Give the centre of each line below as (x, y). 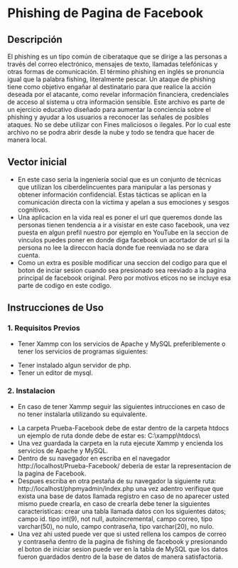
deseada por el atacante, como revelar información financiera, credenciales (118, 94)
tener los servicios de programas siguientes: (82, 351)
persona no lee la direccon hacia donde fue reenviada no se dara (113, 247)
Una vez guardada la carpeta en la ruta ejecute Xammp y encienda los (120, 443)
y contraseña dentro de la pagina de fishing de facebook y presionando (122, 541)
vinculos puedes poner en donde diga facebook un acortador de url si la (123, 239)
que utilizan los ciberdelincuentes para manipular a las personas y (114, 187)
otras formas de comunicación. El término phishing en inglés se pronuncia (116, 72)
